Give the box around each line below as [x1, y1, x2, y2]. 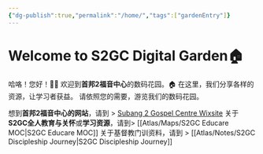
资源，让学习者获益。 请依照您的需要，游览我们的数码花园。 [8, 91, 203, 101]
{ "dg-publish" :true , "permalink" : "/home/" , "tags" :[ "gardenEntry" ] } [8, 11, 231, 20]
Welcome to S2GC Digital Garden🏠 [8, 46, 244, 64]
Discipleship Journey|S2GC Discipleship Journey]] [8, 137, 173, 146]
